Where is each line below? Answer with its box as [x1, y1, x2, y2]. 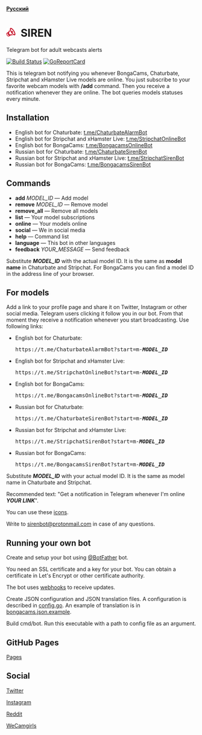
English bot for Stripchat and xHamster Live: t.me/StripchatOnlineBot [14, 135, 186, 142]
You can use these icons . [6, 509, 69, 516]
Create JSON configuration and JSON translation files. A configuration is [6, 596, 187, 603]
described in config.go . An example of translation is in [6, 602, 140, 609]
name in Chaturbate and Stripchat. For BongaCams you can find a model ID [6, 264, 194, 271]
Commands [6, 178, 51, 189]
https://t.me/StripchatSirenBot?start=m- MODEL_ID [14, 438, 165, 445]
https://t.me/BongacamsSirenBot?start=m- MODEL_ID [14, 461, 165, 468]
